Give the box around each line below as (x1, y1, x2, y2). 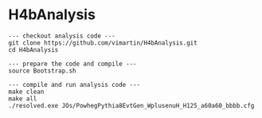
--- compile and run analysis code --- (8, 81, 141, 88)
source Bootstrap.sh (8, 66, 77, 75)
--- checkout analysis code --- (8, 32, 115, 40)
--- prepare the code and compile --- (8, 60, 137, 68)
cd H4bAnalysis (8, 45, 59, 53)
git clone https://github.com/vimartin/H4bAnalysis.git (8, 38, 197, 47)
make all (8, 94, 37, 103)
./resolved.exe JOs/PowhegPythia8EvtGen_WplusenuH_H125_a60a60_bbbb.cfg (8, 101, 255, 109)
